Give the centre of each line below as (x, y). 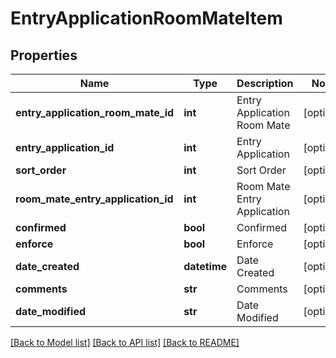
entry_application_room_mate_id (95, 112)
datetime (205, 266)
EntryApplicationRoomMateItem (146, 18)
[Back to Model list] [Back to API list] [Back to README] (125, 342)
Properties (44, 55)
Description (265, 83)
